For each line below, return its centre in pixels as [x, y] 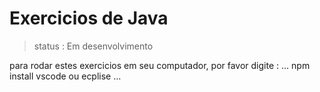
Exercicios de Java [89, 18]
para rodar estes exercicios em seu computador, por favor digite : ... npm [160, 65]
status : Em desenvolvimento [93, 46]
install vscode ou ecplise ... [65, 76]
